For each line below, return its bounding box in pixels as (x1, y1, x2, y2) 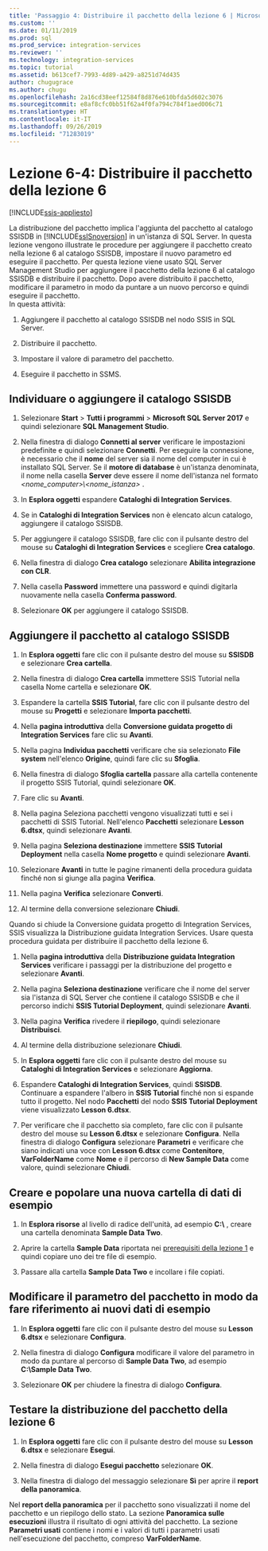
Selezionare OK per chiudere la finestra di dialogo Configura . (20, 1380, 222, 1389)
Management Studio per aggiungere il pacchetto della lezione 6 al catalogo (9, 265, 255, 275)
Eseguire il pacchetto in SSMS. (20, 369, 122, 379)
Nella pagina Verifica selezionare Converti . (20, 889, 164, 898)
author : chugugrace (9, 78, 74, 86)
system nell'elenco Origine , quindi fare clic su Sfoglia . (20, 754, 200, 764)
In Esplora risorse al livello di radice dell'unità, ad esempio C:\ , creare (20, 1219, 252, 1229)
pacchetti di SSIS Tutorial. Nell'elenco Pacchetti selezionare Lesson (20, 817, 245, 827)
